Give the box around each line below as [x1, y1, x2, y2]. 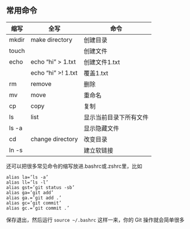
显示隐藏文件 [84, 124, 119, 132]
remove [30, 79, 52, 88]
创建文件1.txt [84, 58, 121, 66]
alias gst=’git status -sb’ [6, 184, 75, 190]
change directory [30, 135, 78, 143]
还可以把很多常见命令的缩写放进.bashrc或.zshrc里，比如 [6, 162, 142, 170]
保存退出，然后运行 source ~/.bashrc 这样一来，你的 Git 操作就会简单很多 [6, 216, 185, 223]
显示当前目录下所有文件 [84, 113, 149, 121]
